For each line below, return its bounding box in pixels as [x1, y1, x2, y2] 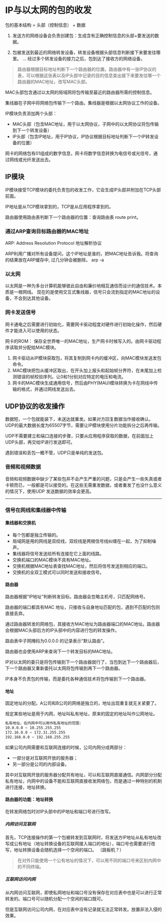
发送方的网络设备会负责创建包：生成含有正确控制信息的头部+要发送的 [12, 32, 155, 38]
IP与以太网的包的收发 [5, 4, 92, 16]
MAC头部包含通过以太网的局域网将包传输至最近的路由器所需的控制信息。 [5, 89, 155, 95]
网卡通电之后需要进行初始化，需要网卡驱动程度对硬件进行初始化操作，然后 [5, 321, 158, 327]
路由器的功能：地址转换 [5, 796, 53, 802]
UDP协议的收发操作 [5, 402, 65, 411]
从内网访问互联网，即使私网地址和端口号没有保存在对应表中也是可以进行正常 [5, 889, 162, 895]
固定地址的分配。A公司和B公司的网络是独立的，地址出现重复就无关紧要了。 [5, 700, 159, 706]
